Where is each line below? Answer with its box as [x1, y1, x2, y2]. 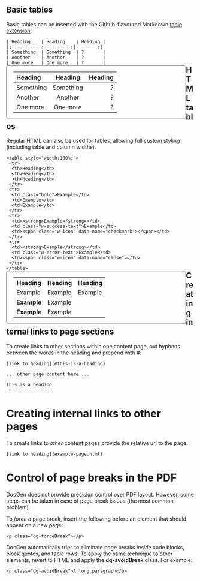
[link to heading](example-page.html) [6, 451, 103, 457]
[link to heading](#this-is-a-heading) [6, 360, 106, 366]
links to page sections [30, 327, 114, 337]
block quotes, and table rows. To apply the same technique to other [6, 550, 173, 557]
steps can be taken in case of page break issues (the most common [6, 497, 174, 504]
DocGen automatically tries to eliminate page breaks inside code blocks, [6, 543, 184, 551]
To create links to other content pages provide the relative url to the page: [6, 439, 189, 446]
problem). [6, 503, 31, 510]
